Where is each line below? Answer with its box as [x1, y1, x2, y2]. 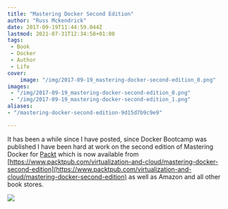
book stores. [7, 180, 44, 188]
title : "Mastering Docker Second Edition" [7, 10, 134, 18]
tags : [7, 37, 23, 44]
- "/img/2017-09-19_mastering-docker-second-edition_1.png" [10, 96, 191, 103]
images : [7, 83, 30, 90]
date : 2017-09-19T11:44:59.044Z [7, 23, 102, 30]
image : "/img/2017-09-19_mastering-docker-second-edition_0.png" [20, 76, 217, 84]
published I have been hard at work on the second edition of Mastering [7, 142, 214, 151]
